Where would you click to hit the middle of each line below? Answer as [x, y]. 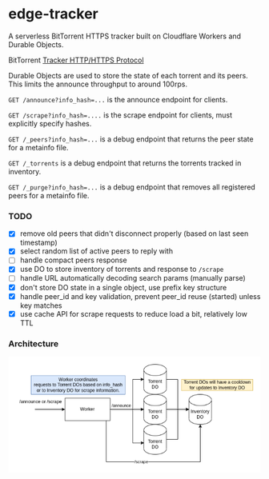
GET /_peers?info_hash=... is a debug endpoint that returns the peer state [131, 139]
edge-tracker [53, 14]
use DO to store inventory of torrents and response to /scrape [122, 269]
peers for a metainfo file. [49, 195]
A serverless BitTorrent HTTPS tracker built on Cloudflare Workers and [125, 36]
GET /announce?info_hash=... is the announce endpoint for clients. [118, 99]
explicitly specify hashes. [50, 123]
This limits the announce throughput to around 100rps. [98, 84]
